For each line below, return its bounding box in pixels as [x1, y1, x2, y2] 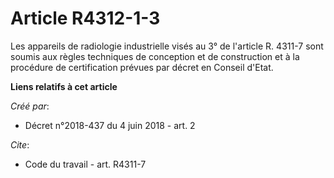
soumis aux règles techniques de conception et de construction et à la [10, 50, 300, 62]
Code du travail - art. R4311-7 [24, 158, 147, 170]
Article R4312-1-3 [10, 7, 161, 30]
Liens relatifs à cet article [10, 80, 118, 92]
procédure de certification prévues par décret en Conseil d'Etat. [10, 61, 274, 73]
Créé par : [10, 100, 50, 112]
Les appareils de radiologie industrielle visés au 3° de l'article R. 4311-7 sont [10, 40, 324, 52]
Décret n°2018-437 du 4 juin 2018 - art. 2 [24, 119, 196, 131]
